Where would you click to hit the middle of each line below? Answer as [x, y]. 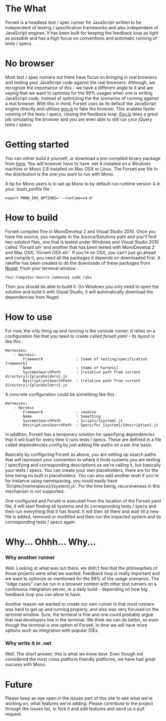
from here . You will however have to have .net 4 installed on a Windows [78, 164]
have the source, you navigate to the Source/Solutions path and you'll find [81, 236]
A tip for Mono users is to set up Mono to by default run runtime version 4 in [83, 183]
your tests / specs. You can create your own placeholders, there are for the [82, 470]
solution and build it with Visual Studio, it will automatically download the [79, 292]
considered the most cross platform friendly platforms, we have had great [81, 659]
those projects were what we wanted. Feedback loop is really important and [83, 573]
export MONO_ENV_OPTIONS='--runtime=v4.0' [50, 198]
